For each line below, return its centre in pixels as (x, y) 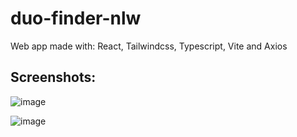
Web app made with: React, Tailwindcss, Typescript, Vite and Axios (149, 46)
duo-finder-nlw (76, 18)
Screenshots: (53, 77)
